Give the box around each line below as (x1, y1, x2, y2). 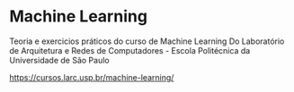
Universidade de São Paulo (9, 54, 110, 65)
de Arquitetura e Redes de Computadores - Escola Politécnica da (9, 45, 251, 55)
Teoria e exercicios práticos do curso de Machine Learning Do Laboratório (9, 36, 285, 46)
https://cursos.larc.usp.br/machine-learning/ (9, 71, 174, 82)
